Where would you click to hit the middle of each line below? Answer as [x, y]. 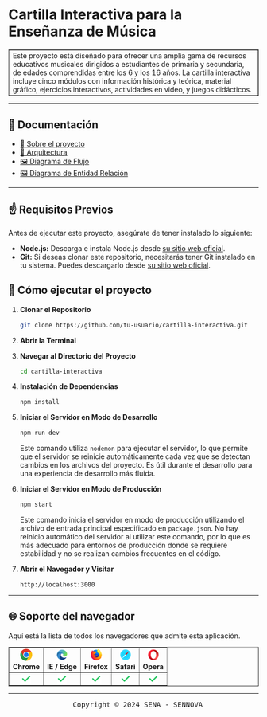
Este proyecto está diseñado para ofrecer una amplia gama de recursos [130, 55]
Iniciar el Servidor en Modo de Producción [91, 489]
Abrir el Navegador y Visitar [67, 569]
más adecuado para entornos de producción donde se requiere [124, 545]
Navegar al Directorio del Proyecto [78, 355]
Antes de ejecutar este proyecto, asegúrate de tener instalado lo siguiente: [130, 233]
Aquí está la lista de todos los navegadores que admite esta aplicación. [124, 636]
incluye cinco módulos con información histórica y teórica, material [122, 80]
